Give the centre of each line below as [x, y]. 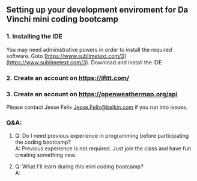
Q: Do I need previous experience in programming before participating [102, 136]
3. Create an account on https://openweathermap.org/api [92, 94]
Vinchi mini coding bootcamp [62, 20]
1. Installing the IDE [35, 37]
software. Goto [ [26, 56]
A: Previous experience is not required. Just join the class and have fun [103, 149]
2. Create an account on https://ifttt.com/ [68, 78]
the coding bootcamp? [43, 142]
